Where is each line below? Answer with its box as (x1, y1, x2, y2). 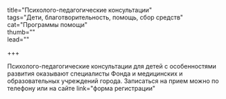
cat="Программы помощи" (7, 21, 88, 28)
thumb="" (7, 28, 36, 36)
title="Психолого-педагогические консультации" (7, 6, 153, 14)
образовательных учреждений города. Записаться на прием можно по (7, 77, 220, 85)
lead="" (7, 35, 30, 44)
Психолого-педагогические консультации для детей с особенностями (7, 62, 217, 70)
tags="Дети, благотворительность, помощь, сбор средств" (7, 13, 184, 21)
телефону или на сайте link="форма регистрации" (7, 84, 156, 92)
